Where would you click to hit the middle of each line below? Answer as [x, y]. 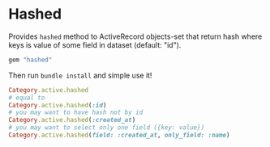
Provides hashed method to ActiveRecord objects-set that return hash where [135, 36]
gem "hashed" [30, 60]
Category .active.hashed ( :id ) [58, 105]
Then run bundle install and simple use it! [80, 75]
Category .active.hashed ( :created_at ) [72, 120]
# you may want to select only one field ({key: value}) [107, 128]
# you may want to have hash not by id [76, 113]
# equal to [27, 98]
